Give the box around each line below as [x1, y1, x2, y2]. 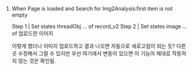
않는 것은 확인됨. [18, 58, 56, 64]
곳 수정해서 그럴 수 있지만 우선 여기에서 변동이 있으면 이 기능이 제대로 [11, 50, 171, 57]
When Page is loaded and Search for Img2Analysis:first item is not [11, 5, 173, 12]
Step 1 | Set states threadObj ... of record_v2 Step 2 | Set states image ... [11, 23, 188, 30]
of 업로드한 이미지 [11, 30, 54, 37]
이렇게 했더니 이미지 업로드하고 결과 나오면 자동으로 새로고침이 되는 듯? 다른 [11, 43, 187, 49]
